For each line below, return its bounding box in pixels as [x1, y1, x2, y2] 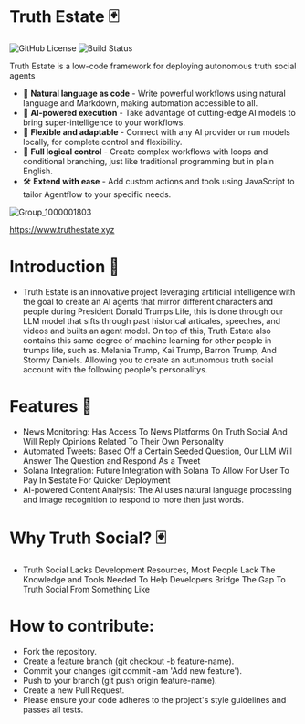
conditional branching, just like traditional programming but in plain [22, 155, 274, 166]
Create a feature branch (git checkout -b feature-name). [22, 656, 235, 666]
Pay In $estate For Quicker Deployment [22, 475, 171, 486]
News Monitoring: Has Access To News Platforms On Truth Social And [22, 425, 288, 437]
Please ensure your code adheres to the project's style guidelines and [22, 694, 287, 705]
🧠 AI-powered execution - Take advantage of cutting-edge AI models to [22, 107, 297, 118]
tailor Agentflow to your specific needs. [22, 188, 172, 200]
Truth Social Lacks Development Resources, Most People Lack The [22, 564, 276, 575]
